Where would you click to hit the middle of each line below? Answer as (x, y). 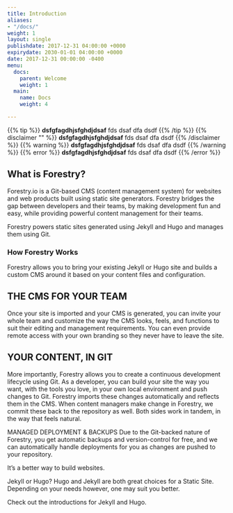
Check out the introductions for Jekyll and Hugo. (77, 502)
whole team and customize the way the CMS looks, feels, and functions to (113, 320)
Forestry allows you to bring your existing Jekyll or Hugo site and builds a (112, 267)
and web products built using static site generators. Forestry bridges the (111, 198)
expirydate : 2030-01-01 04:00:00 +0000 (65, 53)
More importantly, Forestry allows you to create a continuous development (114, 374)
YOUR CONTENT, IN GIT (60, 357)
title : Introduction (37, 14)
